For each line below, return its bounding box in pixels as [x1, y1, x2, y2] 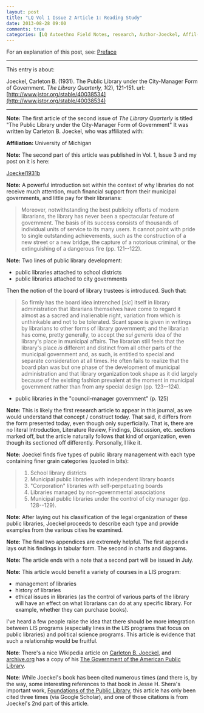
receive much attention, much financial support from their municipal [6, 188, 176, 195]
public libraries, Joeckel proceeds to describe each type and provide [6, 520, 179, 528]
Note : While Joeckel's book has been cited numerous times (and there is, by [6, 674, 198, 681]
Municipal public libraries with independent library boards [30, 476, 175, 483]
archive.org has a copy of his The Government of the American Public [6, 656, 181, 663]
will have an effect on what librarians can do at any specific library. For [15, 600, 192, 607]
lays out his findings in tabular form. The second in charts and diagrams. [6, 545, 188, 552]
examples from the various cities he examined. [6, 526, 123, 534]
